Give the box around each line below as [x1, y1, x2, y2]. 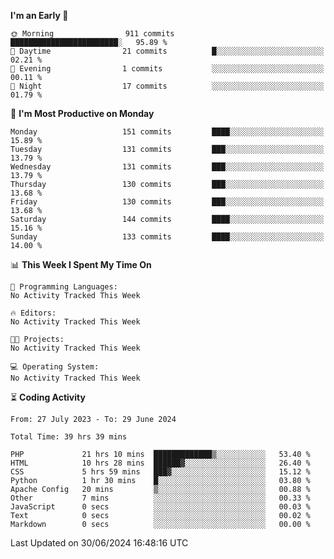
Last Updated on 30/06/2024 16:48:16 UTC [10, 537, 189, 549]
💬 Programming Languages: [10, 282, 118, 292]
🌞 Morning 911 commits [10, 29, 175, 39]
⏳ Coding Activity [10, 391, 86, 403]
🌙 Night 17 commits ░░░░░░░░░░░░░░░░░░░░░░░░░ [10, 81, 325, 91]
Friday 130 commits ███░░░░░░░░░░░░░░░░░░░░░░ [10, 197, 325, 207]
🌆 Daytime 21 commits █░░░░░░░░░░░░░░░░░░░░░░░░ [10, 46, 325, 56]
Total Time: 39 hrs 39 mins [10, 432, 128, 442]
